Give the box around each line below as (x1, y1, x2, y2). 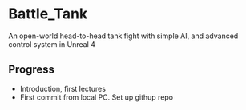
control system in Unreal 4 (8, 39, 96, 49)
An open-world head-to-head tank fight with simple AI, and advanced (8, 31, 239, 41)
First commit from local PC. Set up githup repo (19, 92, 174, 102)
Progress (8, 63, 54, 77)
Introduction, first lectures (19, 84, 107, 93)
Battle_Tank (8, 5, 88, 23)
